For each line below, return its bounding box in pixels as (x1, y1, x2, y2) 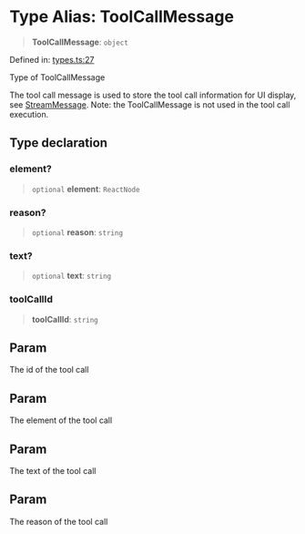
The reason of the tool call (9, 516, 108, 527)
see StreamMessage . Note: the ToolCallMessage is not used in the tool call (9, 98, 290, 110)
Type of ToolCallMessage (9, 71, 106, 83)
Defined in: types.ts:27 (9, 54, 95, 65)
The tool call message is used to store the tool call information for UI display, (9, 89, 297, 100)
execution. (9, 108, 49, 119)
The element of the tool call (9, 415, 113, 426)
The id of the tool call (9, 365, 89, 375)
